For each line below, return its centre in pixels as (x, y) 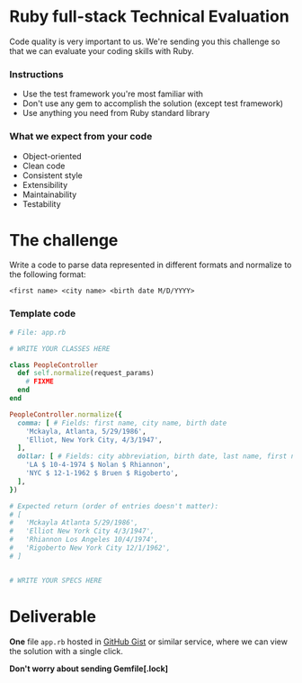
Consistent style (52, 175)
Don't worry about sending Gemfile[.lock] (89, 669)
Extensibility (45, 184)
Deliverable (53, 616)
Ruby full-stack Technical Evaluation (149, 17)
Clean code (44, 166)
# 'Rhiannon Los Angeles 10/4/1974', (84, 540)
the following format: (48, 274)
